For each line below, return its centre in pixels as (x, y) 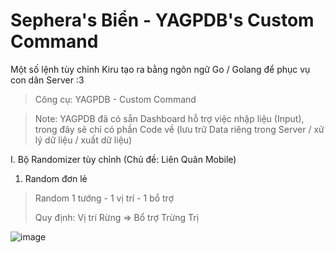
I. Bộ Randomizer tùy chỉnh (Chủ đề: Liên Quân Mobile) (123, 159)
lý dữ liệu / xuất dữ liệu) (83, 140)
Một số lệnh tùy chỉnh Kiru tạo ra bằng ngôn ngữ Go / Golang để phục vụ (160, 69)
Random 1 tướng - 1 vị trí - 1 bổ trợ (104, 198)
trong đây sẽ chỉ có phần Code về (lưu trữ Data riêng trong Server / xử (179, 129)
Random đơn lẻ (56, 178)
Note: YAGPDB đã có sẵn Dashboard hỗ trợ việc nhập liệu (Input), (169, 118)
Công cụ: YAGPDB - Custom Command (115, 99)
